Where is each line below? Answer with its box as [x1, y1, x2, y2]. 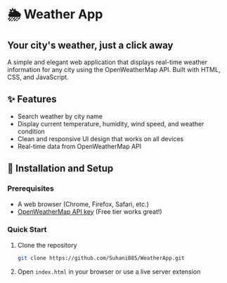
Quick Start [7, 224, 47, 234]
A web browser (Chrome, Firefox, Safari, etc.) [17, 200, 150, 208]
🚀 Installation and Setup [7, 162, 114, 174]
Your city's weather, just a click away [7, 39, 174, 51]
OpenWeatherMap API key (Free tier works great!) [17, 207, 163, 216]
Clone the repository [17, 241, 77, 249]
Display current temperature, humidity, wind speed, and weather [17, 119, 205, 128]
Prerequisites [7, 183, 54, 193]
